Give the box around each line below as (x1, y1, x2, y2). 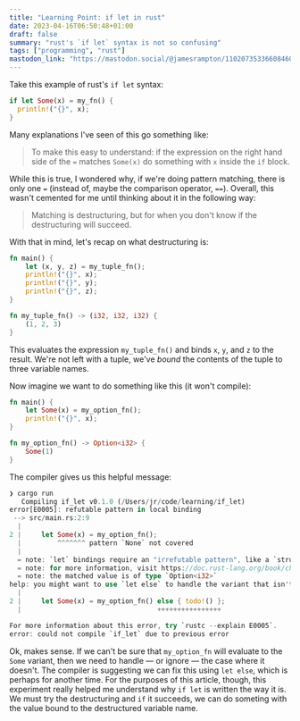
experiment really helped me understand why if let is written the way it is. (9, 683, 287, 694)
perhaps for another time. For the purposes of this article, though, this (9, 674, 267, 684)
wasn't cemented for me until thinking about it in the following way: (9, 192, 256, 203)
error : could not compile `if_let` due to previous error (9, 629, 229, 639)
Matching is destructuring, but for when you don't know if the (30, 209, 257, 220)
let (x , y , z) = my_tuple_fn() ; (25, 262, 146, 271)
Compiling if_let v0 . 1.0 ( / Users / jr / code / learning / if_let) (21, 497, 246, 506)
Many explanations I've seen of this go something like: (9, 129, 209, 139)
